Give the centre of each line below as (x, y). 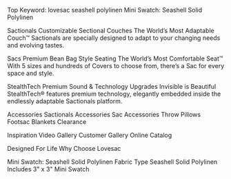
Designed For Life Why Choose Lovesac (64, 148)
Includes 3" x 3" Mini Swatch (48, 169)
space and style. (31, 73)
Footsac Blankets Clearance (47, 122)
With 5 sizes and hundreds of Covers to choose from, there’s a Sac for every (116, 66)
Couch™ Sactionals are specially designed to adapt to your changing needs (114, 38)
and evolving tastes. (36, 45)
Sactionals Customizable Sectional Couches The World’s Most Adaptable (111, 31)
